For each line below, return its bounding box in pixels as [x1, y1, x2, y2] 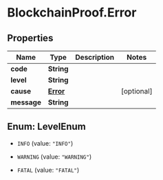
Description [75, 53, 115, 62]
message [10, 98, 41, 107]
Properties [7, 32, 54, 44]
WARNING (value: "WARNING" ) [17, 153, 91, 161]
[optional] [120, 87, 153, 95]
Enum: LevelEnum [7, 121, 86, 133]
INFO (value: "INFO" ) [17, 139, 74, 147]
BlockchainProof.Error [7, 5, 137, 21]
